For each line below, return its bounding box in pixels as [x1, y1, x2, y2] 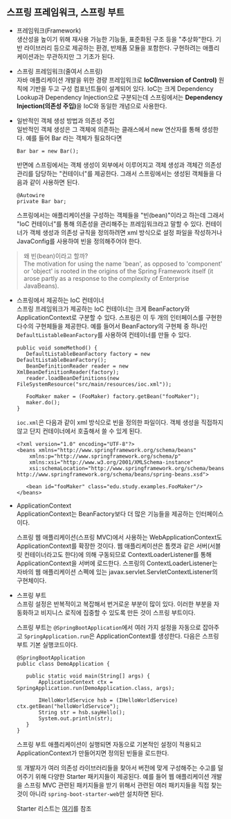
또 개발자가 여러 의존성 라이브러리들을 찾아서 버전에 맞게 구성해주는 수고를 [16, 764, 216, 772]
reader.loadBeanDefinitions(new [26, 374, 120, 381]
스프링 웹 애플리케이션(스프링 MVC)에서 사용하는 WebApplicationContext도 [16, 533, 223, 541]
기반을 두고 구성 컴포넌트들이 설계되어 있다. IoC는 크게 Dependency [29, 84, 214, 92]
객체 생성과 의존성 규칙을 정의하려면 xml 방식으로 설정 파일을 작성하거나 [29, 228, 223, 236]
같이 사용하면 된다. [29, 178, 80, 186]
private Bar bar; [16, 198, 67, 205]
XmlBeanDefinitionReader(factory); [16, 368, 120, 376]
